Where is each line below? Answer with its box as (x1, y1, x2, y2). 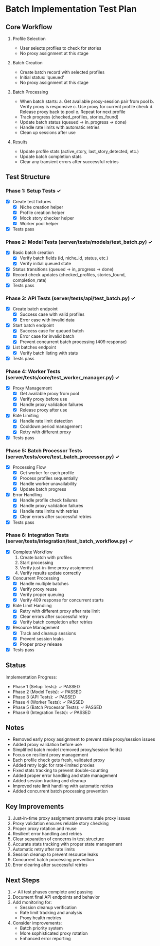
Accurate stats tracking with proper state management (12, 841, 122, 847)
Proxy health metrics (19, 915, 62, 921)
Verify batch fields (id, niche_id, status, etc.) (19, 255, 108, 261)
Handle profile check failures (19, 497, 78, 503)
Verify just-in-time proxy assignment (19, 564, 94, 571)
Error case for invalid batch (19, 333, 74, 339)
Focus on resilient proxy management (12, 752, 89, 758)
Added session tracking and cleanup (12, 778, 87, 784)
